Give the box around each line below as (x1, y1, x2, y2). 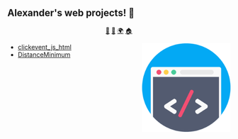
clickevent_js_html (17, 43, 72, 51)
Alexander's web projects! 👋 (7, 7, 135, 19)
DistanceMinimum (17, 50, 71, 59)
